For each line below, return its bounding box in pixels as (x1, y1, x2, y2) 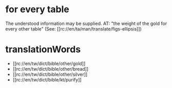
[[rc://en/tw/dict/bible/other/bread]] (12, 66, 89, 72)
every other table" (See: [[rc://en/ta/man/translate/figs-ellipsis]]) (5, 25, 142, 32)
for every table (5, 4, 69, 15)
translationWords (5, 44, 81, 55)
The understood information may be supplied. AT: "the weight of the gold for (5, 20, 167, 26)
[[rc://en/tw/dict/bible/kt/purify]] (12, 76, 82, 82)
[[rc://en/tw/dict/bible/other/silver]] (12, 71, 88, 77)
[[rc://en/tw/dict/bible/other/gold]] (12, 60, 86, 67)
